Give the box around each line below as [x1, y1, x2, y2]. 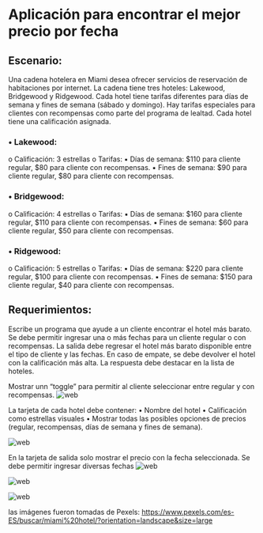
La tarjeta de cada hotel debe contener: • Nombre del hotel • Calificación [8, 405, 247, 414]
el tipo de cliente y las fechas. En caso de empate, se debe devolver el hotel [8, 350, 256, 359]
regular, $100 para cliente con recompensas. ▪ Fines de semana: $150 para [8, 271, 253, 282]
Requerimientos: [8, 303, 92, 317]
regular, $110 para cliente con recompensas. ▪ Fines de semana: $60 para [8, 217, 249, 227]
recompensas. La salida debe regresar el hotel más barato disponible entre [8, 341, 252, 350]
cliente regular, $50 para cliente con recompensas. [8, 225, 175, 235]
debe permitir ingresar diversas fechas [8, 461, 134, 471]
